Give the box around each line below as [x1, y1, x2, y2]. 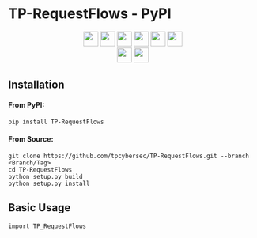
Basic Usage [8, 201, 71, 214]
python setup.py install [8, 179, 90, 187]
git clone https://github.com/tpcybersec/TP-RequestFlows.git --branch [8, 152, 249, 160]
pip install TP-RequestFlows [8, 118, 104, 126]
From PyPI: [8, 100, 45, 109]
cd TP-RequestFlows [8, 165, 73, 174]
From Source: [8, 134, 54, 144]
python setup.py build [8, 172, 83, 180]
